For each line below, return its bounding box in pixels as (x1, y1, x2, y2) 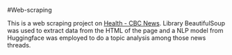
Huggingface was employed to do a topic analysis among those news (7, 34, 206, 42)
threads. (7, 41, 31, 49)
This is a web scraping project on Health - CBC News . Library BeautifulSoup (7, 19, 226, 27)
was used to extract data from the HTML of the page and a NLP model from (7, 27, 224, 34)
